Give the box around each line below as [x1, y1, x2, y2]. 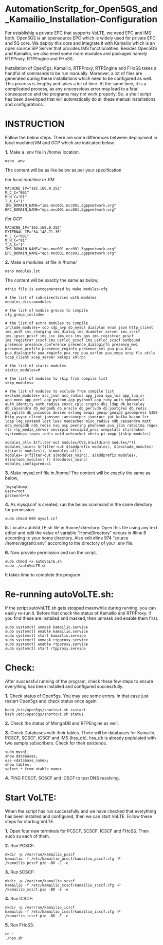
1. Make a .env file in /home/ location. [5, 149, 80, 155]
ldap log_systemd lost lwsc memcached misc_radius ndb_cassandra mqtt [5, 419, 151, 424]
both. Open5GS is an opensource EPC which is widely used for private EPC [5, 35, 156, 41]
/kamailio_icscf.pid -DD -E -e [5, 913, 69, 918]
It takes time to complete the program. [5, 572, 82, 577]
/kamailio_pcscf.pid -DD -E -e [5, 860, 69, 865]
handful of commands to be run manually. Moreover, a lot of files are [5, 70, 143, 76]
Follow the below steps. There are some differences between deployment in [5, 134, 158, 140]
